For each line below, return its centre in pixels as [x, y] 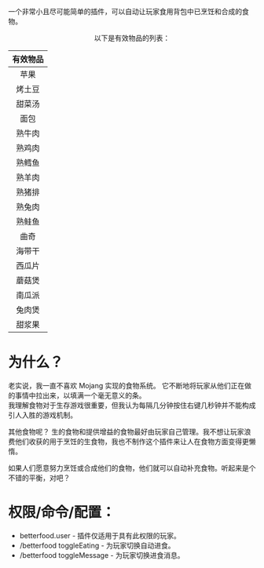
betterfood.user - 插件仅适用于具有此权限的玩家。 [100, 535]
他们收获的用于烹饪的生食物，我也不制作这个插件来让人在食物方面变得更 [132, 441]
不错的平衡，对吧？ [39, 478]
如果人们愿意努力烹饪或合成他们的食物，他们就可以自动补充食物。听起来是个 [132, 468]
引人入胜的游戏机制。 [42, 415]
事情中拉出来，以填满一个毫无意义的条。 [80, 395]
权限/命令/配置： [62, 513]
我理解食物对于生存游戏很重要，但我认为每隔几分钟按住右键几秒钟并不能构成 [132, 405]
